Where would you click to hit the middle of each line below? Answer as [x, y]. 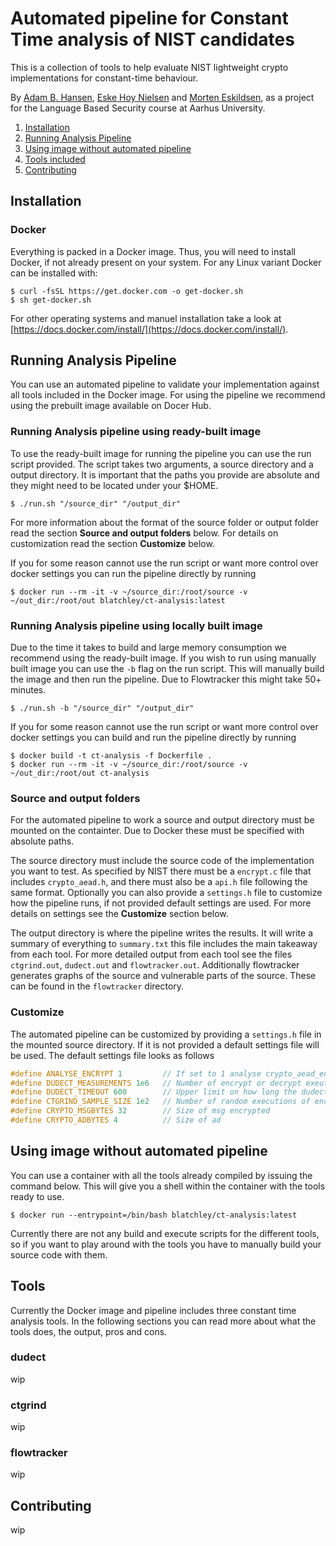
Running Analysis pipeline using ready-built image [136, 432]
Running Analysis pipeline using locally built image [136, 625]
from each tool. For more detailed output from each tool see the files [151, 954]
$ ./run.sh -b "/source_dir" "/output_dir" [102, 708]
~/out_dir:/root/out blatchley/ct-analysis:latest [118, 600]
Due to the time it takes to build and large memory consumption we [148, 648]
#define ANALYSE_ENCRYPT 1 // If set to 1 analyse [136, 1073]
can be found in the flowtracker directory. [97, 986]
